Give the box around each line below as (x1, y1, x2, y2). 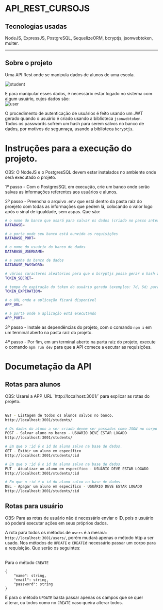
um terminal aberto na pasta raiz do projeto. (5, 329, 93, 335)
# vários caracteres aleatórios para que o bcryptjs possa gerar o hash (5, 271, 155, 276)
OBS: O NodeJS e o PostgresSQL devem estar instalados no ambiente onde (5, 169, 157, 175)
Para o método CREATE (5, 559, 49, 565)
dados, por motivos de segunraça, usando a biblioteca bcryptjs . (5, 126, 134, 132)
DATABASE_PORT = (5, 236, 36, 241)
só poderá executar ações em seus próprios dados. (5, 520, 108, 526)
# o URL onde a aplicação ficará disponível (5, 298, 97, 303)
